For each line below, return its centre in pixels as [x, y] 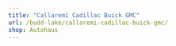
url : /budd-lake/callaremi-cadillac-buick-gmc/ [88, 23]
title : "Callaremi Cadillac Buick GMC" [74, 15]
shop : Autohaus [33, 30]
